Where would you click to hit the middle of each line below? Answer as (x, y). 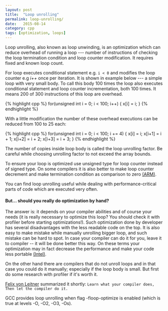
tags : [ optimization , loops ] (35, 33)
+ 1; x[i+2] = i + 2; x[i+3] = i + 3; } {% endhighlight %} (60, 139)
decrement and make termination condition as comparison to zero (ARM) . (81, 174)
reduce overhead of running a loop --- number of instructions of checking (81, 52)
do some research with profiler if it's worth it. (51, 275)
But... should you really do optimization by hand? (57, 201)
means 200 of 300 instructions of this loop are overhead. (64, 94)
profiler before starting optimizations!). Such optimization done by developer (84, 222)
